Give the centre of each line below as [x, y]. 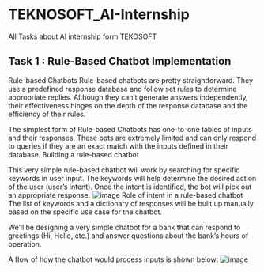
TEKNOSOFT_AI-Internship [99, 15]
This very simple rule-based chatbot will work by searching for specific [124, 170]
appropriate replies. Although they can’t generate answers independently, [128, 97]
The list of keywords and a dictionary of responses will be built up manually [131, 203]
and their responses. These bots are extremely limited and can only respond [132, 138]
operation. [25, 244]
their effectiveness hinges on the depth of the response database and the [128, 105]
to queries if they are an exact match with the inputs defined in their [119, 146]
